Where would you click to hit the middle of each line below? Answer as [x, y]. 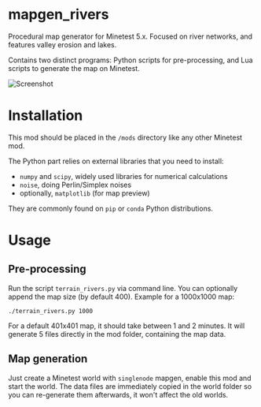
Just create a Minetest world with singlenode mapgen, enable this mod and [130, 378]
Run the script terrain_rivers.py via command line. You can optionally [123, 288]
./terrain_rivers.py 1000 [50, 311]
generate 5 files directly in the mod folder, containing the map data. [117, 334]
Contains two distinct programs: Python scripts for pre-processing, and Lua [130, 60]
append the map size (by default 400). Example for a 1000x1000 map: [121, 297]
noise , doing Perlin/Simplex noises [75, 185]
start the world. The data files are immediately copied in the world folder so [130, 386]
